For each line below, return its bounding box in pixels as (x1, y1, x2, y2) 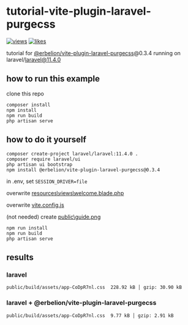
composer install (6, 102, 51, 108)
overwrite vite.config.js (6, 201, 64, 209)
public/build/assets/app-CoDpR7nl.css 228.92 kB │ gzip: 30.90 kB (6, 285, 182, 291)
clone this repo (6, 90, 44, 97)
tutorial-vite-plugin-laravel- (6, 4, 151, 18)
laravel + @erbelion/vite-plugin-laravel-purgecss (6, 299, 157, 307)
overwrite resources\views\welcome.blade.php (6, 189, 124, 196)
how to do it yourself (6, 135, 87, 145)
